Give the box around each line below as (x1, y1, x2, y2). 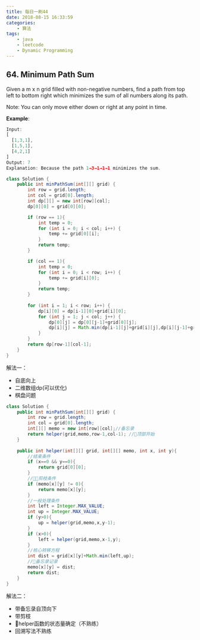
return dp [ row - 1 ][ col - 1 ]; (27, 341, 92, 347)
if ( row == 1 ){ (27, 214, 65, 220)
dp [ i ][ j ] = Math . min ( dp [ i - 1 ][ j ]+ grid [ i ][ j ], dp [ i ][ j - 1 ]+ (48, 325, 190, 331)
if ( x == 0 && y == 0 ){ (27, 459, 76, 465)
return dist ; (27, 570, 60, 576)
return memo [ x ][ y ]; (37, 486, 86, 492)
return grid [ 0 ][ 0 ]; (37, 464, 86, 471)
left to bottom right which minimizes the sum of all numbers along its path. (6, 92, 188, 99)
